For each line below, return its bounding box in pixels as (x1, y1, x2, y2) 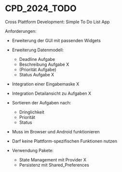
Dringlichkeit (19, 109, 44, 115)
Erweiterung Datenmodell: (12, 47, 64, 53)
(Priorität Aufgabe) (19, 66, 56, 72)
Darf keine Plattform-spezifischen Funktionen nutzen (12, 138, 117, 144)
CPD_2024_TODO (5, 3, 77, 14)
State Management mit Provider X (19, 157, 87, 162)
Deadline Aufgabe (19, 56, 55, 62)
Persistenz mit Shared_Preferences (19, 162, 89, 168)
